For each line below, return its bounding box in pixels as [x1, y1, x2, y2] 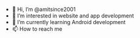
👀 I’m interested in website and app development [12, 12, 135, 19]
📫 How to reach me [12, 25, 62, 33]
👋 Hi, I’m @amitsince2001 [12, 6, 76, 13]
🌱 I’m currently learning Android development [12, 19, 126, 25]
